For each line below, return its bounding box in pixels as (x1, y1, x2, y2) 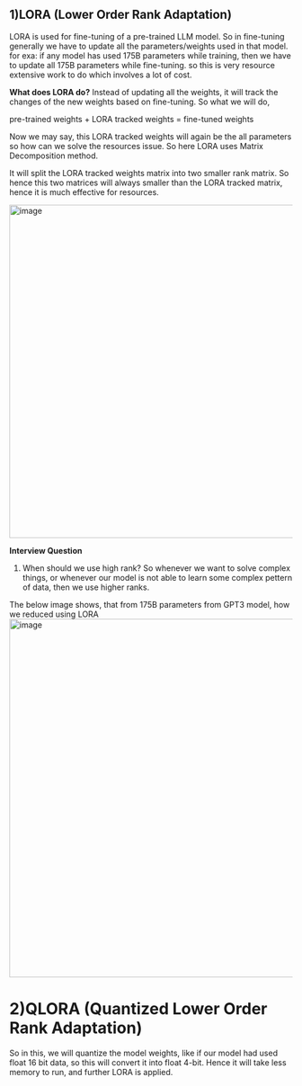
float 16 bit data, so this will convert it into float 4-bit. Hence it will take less (9, 1056, 287, 1068)
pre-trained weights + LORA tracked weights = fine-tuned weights (9, 113, 254, 124)
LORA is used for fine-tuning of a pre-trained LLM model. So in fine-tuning (9, 31, 285, 41)
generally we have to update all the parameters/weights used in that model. (9, 40, 289, 51)
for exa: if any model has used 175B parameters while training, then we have (9, 49, 292, 61)
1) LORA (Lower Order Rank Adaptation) (9, 7, 232, 22)
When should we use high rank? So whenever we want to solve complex (22, 562, 290, 574)
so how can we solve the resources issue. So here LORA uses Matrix (9, 140, 263, 151)
